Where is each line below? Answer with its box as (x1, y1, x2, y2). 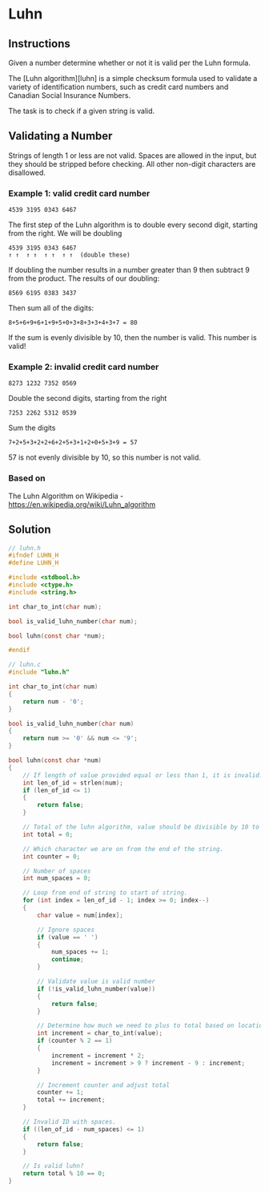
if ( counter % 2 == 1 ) (37, 1036, 113, 1045)
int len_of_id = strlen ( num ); (22, 779, 124, 787)
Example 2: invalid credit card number (8, 362, 159, 373)
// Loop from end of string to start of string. (22, 889, 188, 897)
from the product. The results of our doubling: (8, 274, 160, 283)
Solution (8, 523, 51, 537)
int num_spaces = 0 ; (22, 874, 91, 882)
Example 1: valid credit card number (8, 188, 151, 199)
